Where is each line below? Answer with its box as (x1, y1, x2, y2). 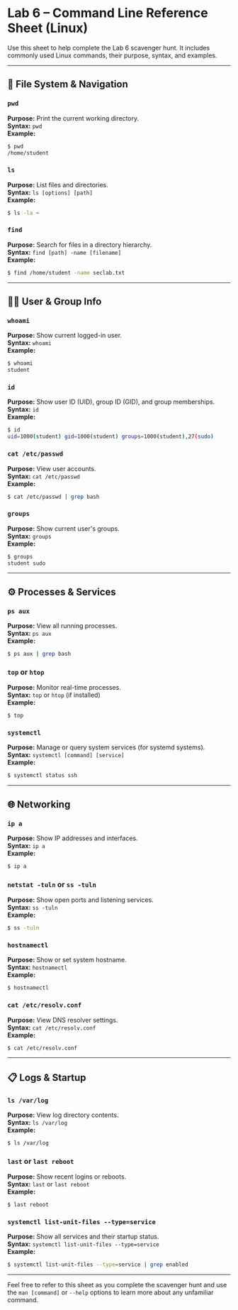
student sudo (7, 559, 46, 567)
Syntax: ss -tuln (7, 903, 58, 912)
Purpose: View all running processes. (7, 622, 118, 630)
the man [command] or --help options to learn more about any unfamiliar (7, 1288, 214, 1297)
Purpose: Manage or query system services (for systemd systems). (7, 743, 205, 752)
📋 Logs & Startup (7, 1072, 86, 1084)
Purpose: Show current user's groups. (7, 524, 120, 533)
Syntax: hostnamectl (7, 963, 68, 972)
